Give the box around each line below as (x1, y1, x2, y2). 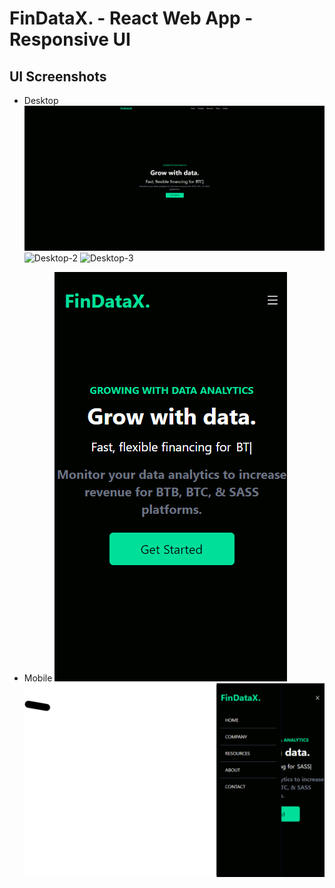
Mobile (23, 672, 53, 684)
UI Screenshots (9, 68, 107, 85)
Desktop (23, 95, 59, 106)
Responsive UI (9, 28, 131, 51)
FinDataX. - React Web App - (9, 7, 254, 30)
